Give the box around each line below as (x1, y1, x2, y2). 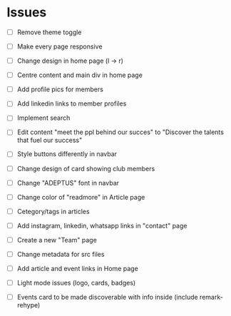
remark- (199, 293, 224, 302)
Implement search (16, 113, 71, 122)
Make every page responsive (16, 42, 103, 51)
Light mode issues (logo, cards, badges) (16, 279, 136, 287)
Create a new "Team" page (16, 235, 97, 244)
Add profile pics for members (16, 85, 104, 93)
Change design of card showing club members (16, 164, 155, 173)
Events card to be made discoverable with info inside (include (16, 293, 198, 302)
